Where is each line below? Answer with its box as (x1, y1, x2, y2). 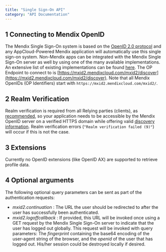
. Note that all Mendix (106, 75, 150, 81)
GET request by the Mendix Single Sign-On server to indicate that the (12, 220, 154, 226)
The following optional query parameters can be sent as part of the (5, 189, 142, 195)
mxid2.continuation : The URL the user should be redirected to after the (12, 204, 159, 210)
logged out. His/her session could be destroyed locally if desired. (12, 241, 146, 247)
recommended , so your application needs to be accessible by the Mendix (5, 113, 155, 119)
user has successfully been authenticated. (12, 209, 99, 215)
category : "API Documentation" (5, 12, 70, 17)
